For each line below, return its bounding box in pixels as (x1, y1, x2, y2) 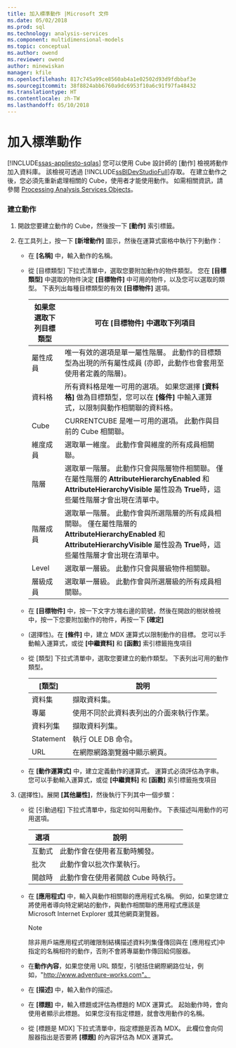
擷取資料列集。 (72, 721, 122, 731)
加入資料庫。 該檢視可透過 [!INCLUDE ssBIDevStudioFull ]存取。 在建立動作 (7, 167, 221, 176)
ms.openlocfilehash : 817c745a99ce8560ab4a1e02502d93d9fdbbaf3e (7, 75, 197, 83)
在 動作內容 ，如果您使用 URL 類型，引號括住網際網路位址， (27, 962, 198, 970)
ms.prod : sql (7, 23, 46, 30)
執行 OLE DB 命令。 (72, 735, 137, 745)
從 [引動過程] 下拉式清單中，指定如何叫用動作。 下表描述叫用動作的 (27, 806, 223, 814)
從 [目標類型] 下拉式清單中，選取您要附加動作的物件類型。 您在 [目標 (27, 266, 227, 275)
